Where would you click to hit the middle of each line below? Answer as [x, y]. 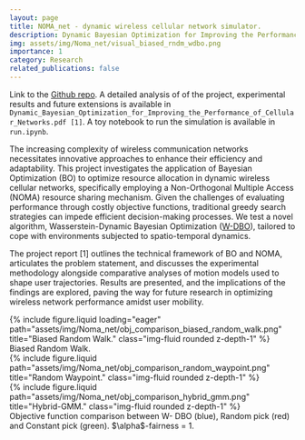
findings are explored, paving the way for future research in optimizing [141, 292]
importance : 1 [36, 52]
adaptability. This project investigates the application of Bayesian [131, 168]
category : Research [46, 60]
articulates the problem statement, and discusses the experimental [134, 263]
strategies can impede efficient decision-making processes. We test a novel [151, 216]
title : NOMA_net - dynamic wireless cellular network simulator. [135, 26]
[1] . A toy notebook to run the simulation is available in [173, 121]
